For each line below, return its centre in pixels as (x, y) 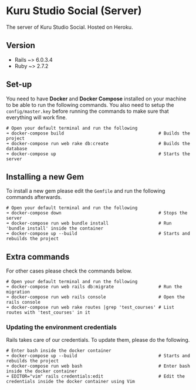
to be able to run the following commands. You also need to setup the (90, 105)
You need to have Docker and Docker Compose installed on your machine (96, 99)
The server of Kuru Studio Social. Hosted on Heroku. (70, 27)
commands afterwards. (34, 197)
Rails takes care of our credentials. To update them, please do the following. (98, 340)
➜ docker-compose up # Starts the (98, 154)
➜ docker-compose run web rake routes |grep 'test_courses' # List (90, 307)
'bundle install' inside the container (55, 228)
